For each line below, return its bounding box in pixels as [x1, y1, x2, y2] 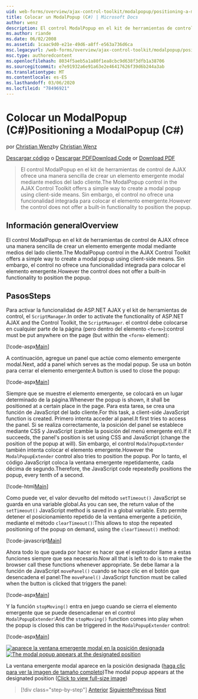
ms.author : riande [6, 31, 51, 37]
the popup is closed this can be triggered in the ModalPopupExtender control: [6, 622, 190, 629]
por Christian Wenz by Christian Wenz [6, 143, 97, 150]
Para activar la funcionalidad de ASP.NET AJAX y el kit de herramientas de [6, 306, 187, 313]
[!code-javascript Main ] [6, 537, 62, 544]
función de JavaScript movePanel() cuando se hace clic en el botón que [6, 567, 180, 574]
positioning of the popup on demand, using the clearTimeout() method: [6, 526, 180, 533]
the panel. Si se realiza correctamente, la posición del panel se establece [6, 422, 184, 429]
